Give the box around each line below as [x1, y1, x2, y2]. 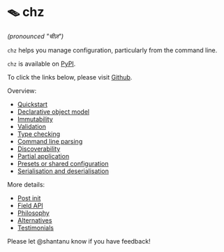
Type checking [17, 129, 61, 138]
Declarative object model [17, 108, 89, 116]
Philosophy [17, 209, 50, 217]
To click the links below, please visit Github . [7, 73, 133, 81]
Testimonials [17, 223, 54, 232]
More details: [7, 180, 45, 188]
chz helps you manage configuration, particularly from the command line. [7, 45, 218, 54]
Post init [17, 193, 41, 202]
